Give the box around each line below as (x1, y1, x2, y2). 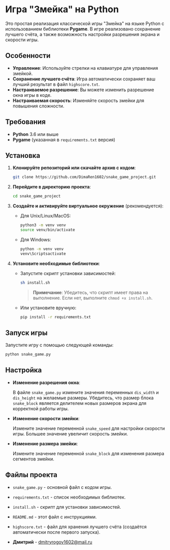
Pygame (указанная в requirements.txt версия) (12, 136, 116, 143)
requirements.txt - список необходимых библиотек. (12, 494, 126, 500)
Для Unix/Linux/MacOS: (20, 213, 71, 219)
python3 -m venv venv (20, 223, 66, 228)
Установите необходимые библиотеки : (12, 260, 100, 266)
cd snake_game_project (12, 194, 61, 199)
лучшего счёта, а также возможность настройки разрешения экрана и (5, 31, 160, 37)
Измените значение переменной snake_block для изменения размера (12, 450, 164, 456)
